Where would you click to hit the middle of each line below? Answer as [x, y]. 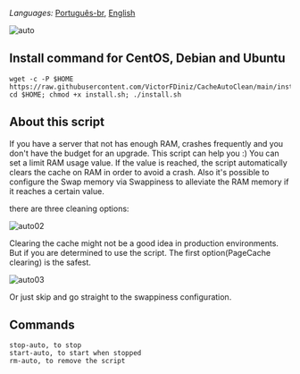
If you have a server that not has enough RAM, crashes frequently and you [146, 143]
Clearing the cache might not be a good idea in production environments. [144, 243]
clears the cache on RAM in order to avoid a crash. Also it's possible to [139, 172]
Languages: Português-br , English [72, 13]
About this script [57, 122]
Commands [42, 325]
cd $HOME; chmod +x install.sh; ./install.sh [95, 94]
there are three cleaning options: [69, 208]
